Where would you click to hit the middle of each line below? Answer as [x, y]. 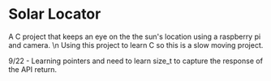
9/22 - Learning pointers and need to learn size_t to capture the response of [136, 61]
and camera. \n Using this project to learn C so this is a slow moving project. [136, 45]
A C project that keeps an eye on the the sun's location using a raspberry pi [135, 36]
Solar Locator [55, 14]
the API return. [33, 69]
